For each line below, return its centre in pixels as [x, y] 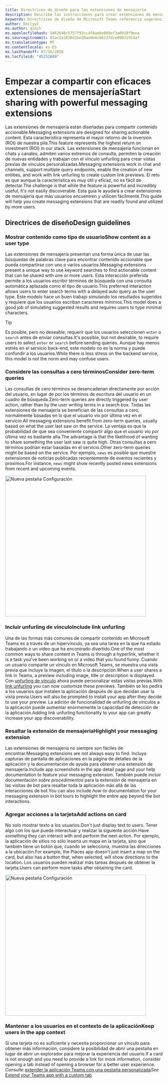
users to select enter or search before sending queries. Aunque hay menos [82, 343]
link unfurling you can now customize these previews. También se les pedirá [84, 686]
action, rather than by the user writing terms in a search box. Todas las [78, 405]
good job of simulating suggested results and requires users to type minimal [83, 307]
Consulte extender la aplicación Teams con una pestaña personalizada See [82, 1070]
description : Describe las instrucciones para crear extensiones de [78, 15]
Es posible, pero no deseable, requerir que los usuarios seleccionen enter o [83, 332]
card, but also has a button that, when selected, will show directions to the [82, 857]
